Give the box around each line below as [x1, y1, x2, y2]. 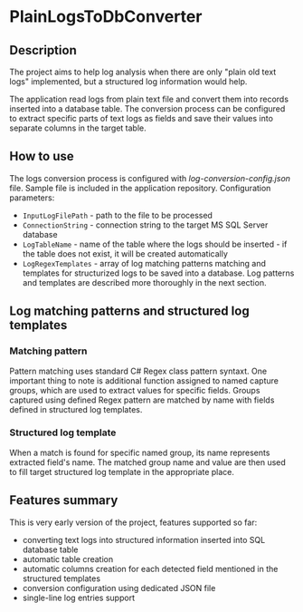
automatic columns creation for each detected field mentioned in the [22, 563, 279, 574]
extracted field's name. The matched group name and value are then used [9, 456, 287, 468]
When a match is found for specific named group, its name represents [9, 447, 270, 458]
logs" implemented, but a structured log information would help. [9, 76, 248, 87]
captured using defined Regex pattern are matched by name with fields [9, 394, 275, 405]
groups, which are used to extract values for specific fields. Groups [9, 384, 260, 395]
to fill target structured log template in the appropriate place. [9, 466, 235, 477]
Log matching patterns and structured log [9, 304, 251, 319]
